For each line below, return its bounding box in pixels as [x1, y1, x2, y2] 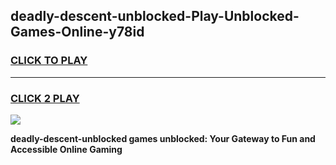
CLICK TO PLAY [10, 54, 88, 68]
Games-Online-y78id [10, 24, 145, 41]
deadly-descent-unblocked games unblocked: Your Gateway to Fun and [10, 132, 316, 144]
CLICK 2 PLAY [10, 91, 80, 105]
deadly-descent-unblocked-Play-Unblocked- [10, 8, 300, 25]
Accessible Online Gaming [10, 143, 123, 155]
